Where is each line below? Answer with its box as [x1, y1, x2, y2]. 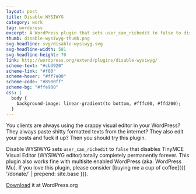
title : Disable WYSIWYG [6, 14, 64, 20]
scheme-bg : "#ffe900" [6, 84, 59, 90]
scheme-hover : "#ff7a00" [6, 73, 66, 79]
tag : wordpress [6, 24, 43, 31]
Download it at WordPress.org [6, 182, 78, 189]
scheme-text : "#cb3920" [6, 62, 64, 69]
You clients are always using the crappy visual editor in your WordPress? [6, 122, 181, 129]
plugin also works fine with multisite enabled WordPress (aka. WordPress [6, 158, 182, 165]
